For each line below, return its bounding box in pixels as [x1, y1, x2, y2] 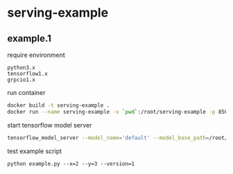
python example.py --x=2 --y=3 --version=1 [7, 160, 135, 167]
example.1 [7, 33, 52, 44]
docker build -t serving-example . [7, 102, 110, 109]
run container [7, 89, 46, 96]
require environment [7, 51, 66, 59]
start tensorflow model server [7, 121, 92, 129]
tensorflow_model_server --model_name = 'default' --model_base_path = [7, 134, 209, 141]
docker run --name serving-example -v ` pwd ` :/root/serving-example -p [7, 108, 216, 115]
